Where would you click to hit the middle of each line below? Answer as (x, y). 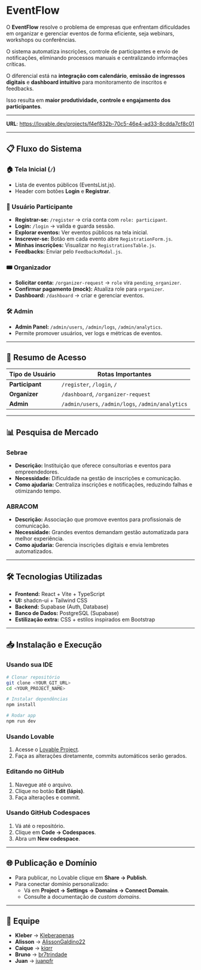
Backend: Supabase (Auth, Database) (62, 607)
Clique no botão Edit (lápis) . (50, 791)
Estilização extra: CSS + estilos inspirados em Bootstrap (85, 620)
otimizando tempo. (38, 491)
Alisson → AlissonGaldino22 (50, 942)
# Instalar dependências (37, 699)
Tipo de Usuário (32, 374)
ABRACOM (22, 506)
